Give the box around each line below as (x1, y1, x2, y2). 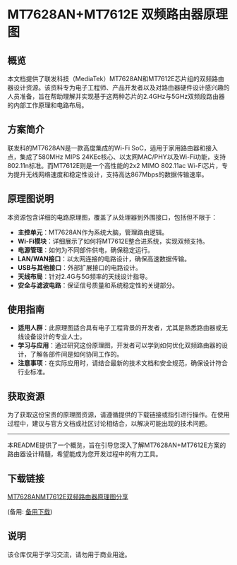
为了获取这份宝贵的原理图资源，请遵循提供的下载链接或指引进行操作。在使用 (7, 410, 230, 419)
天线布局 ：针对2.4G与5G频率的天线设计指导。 (17, 272, 152, 280)
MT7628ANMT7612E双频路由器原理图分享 (7, 492, 128, 501)
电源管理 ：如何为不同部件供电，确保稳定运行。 (17, 245, 154, 254)
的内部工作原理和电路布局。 (7, 101, 88, 109)
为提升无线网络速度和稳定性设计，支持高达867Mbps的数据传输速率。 (7, 170, 208, 179)
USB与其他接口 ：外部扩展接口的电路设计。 (17, 263, 142, 272)
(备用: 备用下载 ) (7, 508, 53, 516)
